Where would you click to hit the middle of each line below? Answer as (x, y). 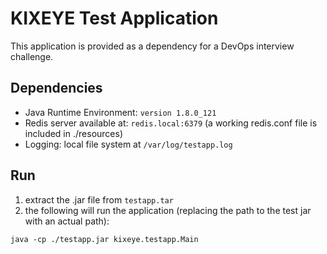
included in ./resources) (74, 133)
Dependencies (56, 88)
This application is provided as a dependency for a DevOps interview (152, 46)
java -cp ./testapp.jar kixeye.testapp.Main (104, 239)
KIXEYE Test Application (114, 18)
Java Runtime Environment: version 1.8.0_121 (120, 112)
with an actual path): (67, 221)
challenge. (32, 56)
